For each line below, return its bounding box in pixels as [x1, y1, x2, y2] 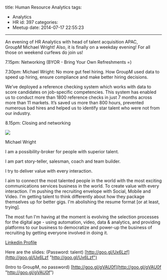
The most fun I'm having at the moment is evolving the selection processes [5, 214, 159, 220]
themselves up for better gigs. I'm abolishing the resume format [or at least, [5, 199, 160, 205]
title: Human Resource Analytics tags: [5, 4, 82, 10]
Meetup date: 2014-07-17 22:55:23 [12, 24, 84, 30]
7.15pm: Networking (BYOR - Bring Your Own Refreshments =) [5, 59, 132, 65]
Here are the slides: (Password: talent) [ [5, 249, 86, 255]
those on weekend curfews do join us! [5, 49, 83, 55]
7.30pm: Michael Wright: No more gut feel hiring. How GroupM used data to [5, 69, 160, 74]
